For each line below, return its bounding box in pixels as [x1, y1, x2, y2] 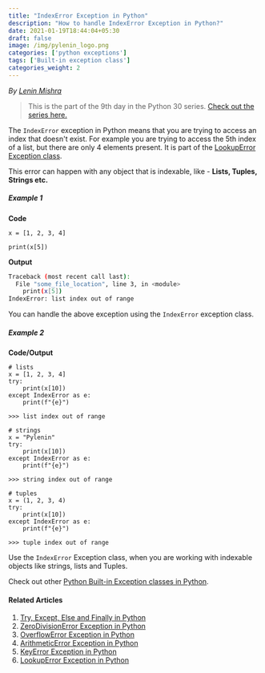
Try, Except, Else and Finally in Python [19, 613, 147, 623]
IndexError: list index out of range [8, 295, 135, 303]
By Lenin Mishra [8, 86, 62, 95]
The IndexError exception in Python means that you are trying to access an [8, 125, 257, 135]
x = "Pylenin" [8, 433, 56, 441]
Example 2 [8, 328, 45, 337]
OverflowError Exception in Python [19, 630, 135, 639]
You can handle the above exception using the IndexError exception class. [8, 309, 255, 319]
